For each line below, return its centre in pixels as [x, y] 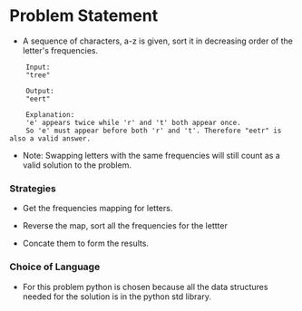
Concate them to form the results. [86, 243]
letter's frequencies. [60, 50]
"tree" [38, 75]
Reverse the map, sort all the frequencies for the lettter [125, 226]
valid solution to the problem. [77, 165]
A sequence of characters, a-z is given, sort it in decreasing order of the [157, 41]
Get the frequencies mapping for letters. [97, 209]
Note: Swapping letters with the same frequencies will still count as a [151, 155]
